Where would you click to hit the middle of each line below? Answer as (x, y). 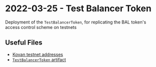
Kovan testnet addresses (38, 54)
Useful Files (24, 43)
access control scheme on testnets (41, 27)
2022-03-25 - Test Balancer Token (78, 9)
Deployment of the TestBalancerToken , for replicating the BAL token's (76, 22)
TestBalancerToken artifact (39, 60)
